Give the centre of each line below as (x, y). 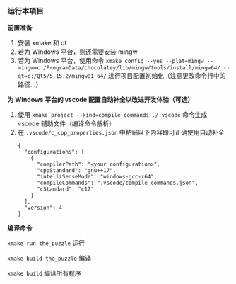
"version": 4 (43, 208)
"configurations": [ (54, 152)
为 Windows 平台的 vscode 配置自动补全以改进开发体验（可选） (101, 100)
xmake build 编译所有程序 (44, 273)
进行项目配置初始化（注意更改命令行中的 (167, 76)
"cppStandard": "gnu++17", (76, 171)
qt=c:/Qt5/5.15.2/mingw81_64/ (62, 76)
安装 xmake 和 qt (42, 43)
